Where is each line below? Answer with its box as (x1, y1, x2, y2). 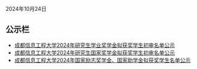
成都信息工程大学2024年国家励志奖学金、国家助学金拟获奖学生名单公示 (14, 56, 191, 64)
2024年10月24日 (5, 5, 47, 12)
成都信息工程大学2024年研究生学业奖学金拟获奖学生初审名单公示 (14, 41, 175, 49)
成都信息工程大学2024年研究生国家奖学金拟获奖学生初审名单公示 (14, 49, 175, 56)
